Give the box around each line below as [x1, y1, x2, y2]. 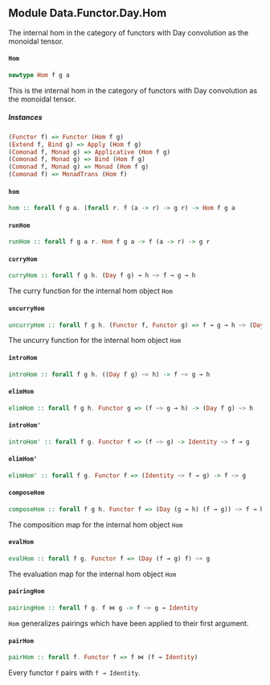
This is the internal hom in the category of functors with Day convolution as [8, 85, 258, 95]
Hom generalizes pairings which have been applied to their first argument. [8, 618, 249, 628]
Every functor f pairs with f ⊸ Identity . [8, 668, 141, 678]
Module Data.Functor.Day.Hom [8, 6, 167, 20]
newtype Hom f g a [8, 72, 70, 80]
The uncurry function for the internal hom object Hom [8, 336, 182, 345]
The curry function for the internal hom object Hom [8, 286, 173, 296]
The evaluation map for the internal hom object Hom [8, 569, 177, 579]
